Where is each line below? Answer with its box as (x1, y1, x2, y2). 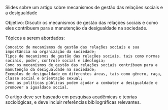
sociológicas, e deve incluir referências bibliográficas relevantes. (5, 99, 141, 105)
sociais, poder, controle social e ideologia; (5, 58, 106, 63)
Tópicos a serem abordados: (5, 35, 65, 41)
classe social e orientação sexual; (5, 76, 83, 81)
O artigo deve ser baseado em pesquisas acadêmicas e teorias (5, 94, 137, 100)
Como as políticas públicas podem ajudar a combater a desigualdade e (5, 80, 158, 86)
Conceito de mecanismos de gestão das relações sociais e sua (5, 45, 140, 50)
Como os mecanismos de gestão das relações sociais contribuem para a (5, 63, 158, 68)
